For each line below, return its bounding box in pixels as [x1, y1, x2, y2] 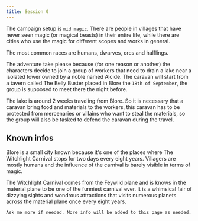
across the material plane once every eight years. [6, 198, 126, 205]
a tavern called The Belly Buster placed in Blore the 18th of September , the [6, 79, 188, 87]
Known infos [6, 133, 54, 143]
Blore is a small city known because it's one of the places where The [6, 149, 173, 156]
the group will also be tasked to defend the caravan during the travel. [6, 116, 174, 123]
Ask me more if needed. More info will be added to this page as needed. [6, 210, 192, 216]
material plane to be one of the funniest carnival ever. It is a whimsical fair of [6, 185, 192, 193]
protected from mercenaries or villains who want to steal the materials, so [6, 110, 186, 117]
